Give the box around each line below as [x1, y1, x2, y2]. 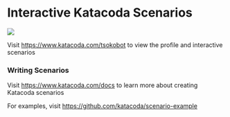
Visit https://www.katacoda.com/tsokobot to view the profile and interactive [7, 40, 223, 49]
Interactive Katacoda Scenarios [7, 5, 193, 21]
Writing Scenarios [7, 65, 69, 75]
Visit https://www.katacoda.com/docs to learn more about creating [7, 81, 198, 89]
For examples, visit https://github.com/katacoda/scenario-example [7, 102, 197, 110]
